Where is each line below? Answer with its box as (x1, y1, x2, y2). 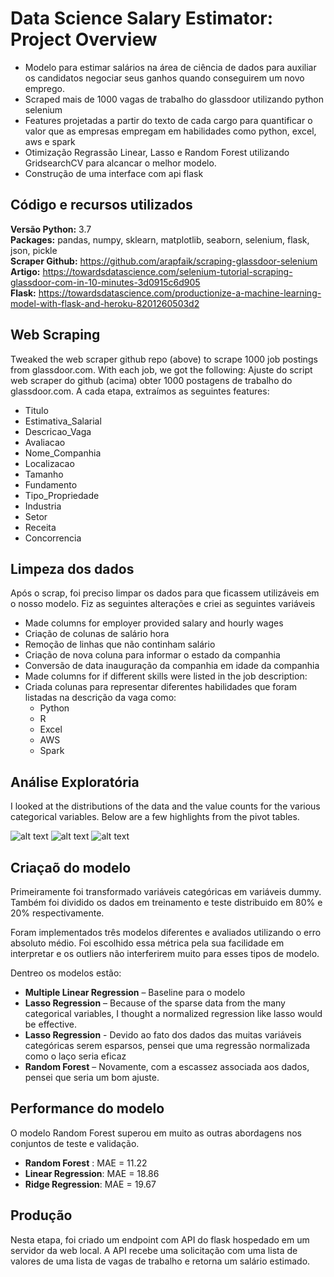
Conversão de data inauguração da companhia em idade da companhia (24, 660, 320, 672)
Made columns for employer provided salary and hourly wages (24, 617, 284, 629)
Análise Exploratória (10, 773, 140, 791)
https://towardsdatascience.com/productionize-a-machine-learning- (38, 287, 322, 299)
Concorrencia (24, 532, 82, 544)
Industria (24, 500, 62, 512)
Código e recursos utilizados (10, 197, 193, 214)
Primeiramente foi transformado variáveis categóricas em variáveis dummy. (10, 886, 322, 897)
